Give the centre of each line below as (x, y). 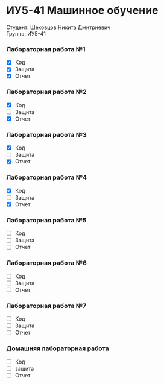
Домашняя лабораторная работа (58, 348)
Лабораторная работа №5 (46, 220)
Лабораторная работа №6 (47, 263)
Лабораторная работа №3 (47, 134)
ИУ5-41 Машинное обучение (82, 11)
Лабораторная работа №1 (46, 49)
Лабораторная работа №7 (46, 306)
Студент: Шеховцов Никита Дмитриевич (58, 27)
